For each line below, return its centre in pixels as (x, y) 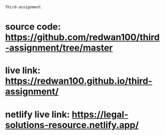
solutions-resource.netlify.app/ (72, 125)
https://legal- (100, 114)
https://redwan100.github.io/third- (79, 81)
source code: (33, 27)
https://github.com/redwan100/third (82, 37)
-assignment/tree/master (59, 48)
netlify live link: (38, 114)
